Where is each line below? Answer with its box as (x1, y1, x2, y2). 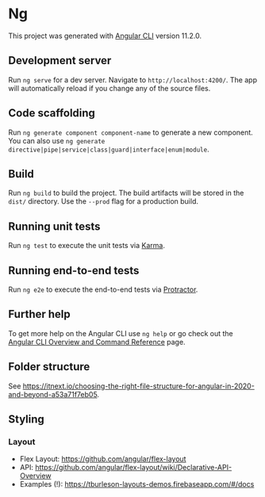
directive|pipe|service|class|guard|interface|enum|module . (8, 144, 209, 154)
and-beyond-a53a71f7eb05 (8, 389, 98, 399)
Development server (8, 54, 112, 67)
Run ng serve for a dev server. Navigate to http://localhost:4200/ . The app (8, 75, 258, 84)
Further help (8, 308, 71, 321)
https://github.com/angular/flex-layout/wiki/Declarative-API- (35, 463, 232, 472)
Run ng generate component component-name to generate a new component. (8, 128, 254, 137)
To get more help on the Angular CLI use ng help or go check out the (8, 328, 233, 338)
